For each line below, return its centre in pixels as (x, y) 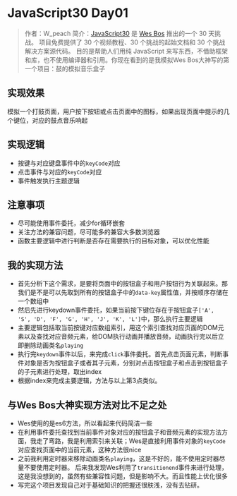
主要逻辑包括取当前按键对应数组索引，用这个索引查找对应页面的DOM (118, 328)
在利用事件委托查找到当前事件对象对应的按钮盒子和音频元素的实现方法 (120, 432)
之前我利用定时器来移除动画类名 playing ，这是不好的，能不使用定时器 (118, 459)
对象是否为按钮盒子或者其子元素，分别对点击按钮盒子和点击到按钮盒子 (126, 363)
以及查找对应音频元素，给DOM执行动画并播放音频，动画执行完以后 (121, 337)
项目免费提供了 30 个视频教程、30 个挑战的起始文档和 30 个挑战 (132, 42)
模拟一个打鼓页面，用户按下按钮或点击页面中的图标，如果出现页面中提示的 (115, 111)
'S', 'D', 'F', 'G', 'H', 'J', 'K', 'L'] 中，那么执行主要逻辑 (110, 319)
